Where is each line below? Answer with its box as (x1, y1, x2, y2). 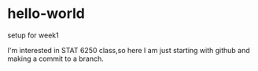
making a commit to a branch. (7, 54, 104, 63)
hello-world (7, 5, 86, 23)
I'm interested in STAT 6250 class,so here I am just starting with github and (7, 45, 251, 55)
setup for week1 (7, 30, 60, 40)
